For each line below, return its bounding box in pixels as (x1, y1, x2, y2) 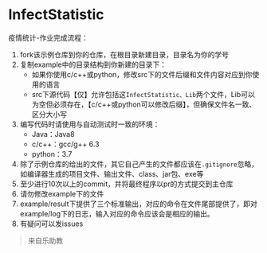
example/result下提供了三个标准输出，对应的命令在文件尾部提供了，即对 (19, 199, 257, 208)
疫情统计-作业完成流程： (8, 33, 89, 42)
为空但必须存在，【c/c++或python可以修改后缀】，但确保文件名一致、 (31, 99, 257, 109)
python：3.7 (31, 149, 73, 158)
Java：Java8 (31, 129, 75, 138)
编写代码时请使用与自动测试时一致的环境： (19, 119, 160, 129)
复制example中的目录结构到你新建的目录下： (19, 60, 167, 69)
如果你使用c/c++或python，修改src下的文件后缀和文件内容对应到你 (31, 69, 253, 79)
